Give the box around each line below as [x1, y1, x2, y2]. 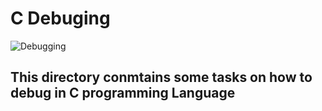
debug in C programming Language [10, 85, 236, 102]
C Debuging [10, 7, 111, 30]
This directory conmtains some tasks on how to [10, 69, 313, 86]
